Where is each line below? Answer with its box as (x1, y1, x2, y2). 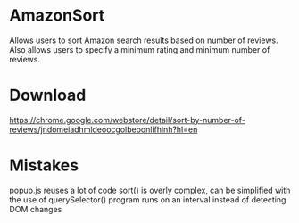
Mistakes (9, 155, 79, 176)
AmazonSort (9, 5, 105, 26)
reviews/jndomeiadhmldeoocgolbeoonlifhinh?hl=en (9, 124, 198, 135)
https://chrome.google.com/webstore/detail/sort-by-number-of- (9, 114, 245, 125)
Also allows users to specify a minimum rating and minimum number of (9, 44, 270, 54)
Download (9, 86, 87, 105)
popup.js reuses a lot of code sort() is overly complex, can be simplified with (9, 185, 291, 195)
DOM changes (9, 203, 62, 214)
